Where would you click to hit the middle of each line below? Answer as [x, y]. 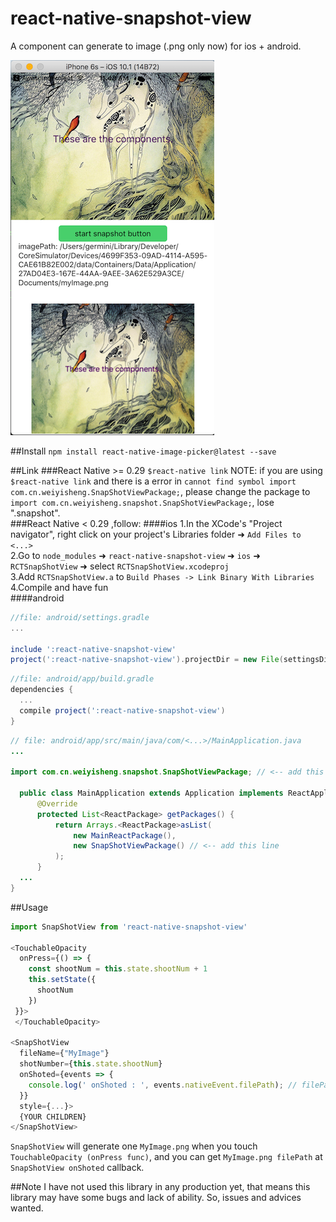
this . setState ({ [62, 980]
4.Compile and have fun [59, 587]
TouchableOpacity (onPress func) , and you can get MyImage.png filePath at [166, 1157]
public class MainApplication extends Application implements [151, 793]
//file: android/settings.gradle [80, 617]
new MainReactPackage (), [125, 835]
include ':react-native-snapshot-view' [93, 649]
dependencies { [42, 690]
